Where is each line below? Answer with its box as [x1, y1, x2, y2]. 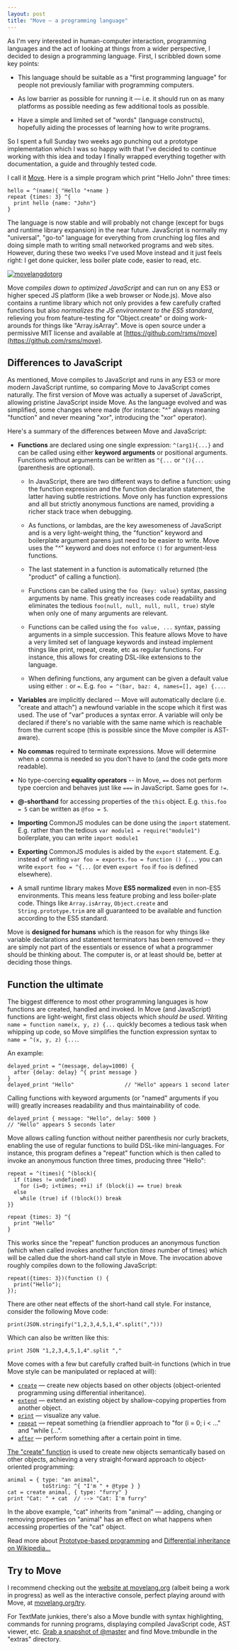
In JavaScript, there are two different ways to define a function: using [28, 477, 231, 486]
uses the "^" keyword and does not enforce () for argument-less [28, 544, 217, 553]
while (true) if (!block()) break [20, 1195, 122, 1203]
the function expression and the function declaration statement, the [28, 484, 225, 494]
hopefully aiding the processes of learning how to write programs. [17, 123, 211, 131]
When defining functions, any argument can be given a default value [28, 674, 229, 683]
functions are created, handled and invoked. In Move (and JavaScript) [7, 1005, 211, 1014]
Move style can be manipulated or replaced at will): [7, 1367, 157, 1376]
